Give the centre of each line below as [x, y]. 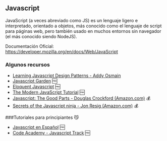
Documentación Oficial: [30, 46]
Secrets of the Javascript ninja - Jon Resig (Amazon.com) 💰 [75, 106]
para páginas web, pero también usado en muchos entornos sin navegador [83, 31]
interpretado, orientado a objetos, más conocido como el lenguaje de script [83, 26]
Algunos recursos [28, 64]
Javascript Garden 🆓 [35, 81]
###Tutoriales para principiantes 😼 [42, 117]
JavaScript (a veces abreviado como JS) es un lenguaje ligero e [71, 20]
